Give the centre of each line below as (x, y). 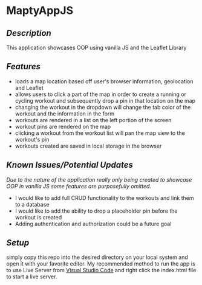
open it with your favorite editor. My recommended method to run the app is (101, 264)
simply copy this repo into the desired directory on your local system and (97, 257)
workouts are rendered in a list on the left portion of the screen (93, 120)
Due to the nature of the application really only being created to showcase (99, 179)
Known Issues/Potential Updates (70, 165)
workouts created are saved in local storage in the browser (88, 146)
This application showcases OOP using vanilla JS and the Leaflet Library (96, 47)
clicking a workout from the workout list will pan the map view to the (100, 133)
